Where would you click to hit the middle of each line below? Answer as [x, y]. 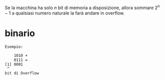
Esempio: [14, 47]
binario [20, 33]
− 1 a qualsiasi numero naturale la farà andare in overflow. [65, 13]
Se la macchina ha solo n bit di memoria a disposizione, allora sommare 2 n [82, 7]
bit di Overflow [22, 73]
